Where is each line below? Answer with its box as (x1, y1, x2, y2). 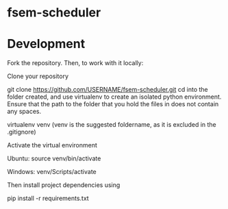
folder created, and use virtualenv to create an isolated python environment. (7, 93, 222, 101)
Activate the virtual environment (7, 141, 98, 149)
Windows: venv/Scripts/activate (7, 168, 97, 176)
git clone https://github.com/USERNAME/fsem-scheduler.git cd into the (7, 86, 208, 94)
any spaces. (7, 108, 42, 116)
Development (7, 36, 86, 52)
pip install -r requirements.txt (7, 194, 89, 203)
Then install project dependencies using (7, 181, 121, 189)
